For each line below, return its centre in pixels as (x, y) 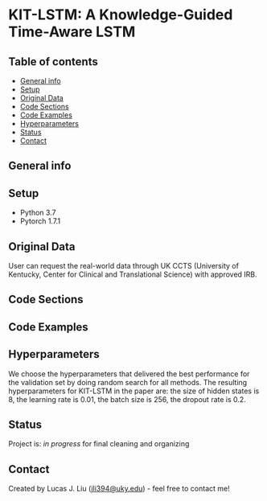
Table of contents (53, 62)
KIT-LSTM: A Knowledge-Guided (121, 15)
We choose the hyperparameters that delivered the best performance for (129, 374)
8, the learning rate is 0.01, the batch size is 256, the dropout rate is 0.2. (127, 399)
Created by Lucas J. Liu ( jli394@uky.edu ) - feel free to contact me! (119, 489)
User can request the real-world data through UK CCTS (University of (124, 266)
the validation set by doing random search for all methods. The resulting (128, 382)
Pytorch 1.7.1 (40, 221)
